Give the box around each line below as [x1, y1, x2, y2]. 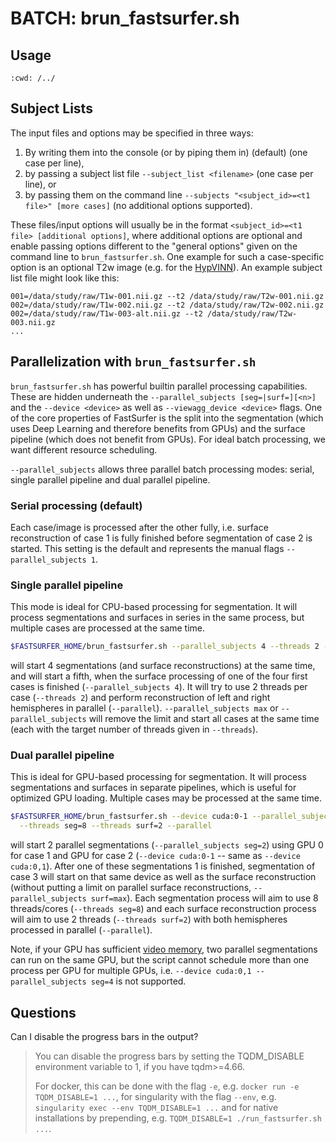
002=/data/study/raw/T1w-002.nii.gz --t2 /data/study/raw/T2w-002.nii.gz [10, 300, 325, 310]
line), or [24, 178, 57, 190]
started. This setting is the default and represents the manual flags [10, 542, 285, 554]
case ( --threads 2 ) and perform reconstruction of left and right [10, 692, 271, 704]
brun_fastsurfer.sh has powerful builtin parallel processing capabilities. [10, 380, 308, 392]
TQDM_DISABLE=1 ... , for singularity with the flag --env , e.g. [34, 1090, 277, 1102]
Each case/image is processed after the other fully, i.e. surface [10, 521, 269, 533]
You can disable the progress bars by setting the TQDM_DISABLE [34, 1050, 305, 1062]
